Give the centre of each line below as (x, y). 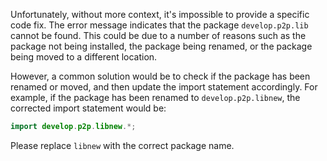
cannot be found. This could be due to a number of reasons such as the (158, 35)
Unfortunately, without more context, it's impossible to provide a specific (160, 14)
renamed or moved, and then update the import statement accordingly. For (164, 87)
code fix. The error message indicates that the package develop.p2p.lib (159, 25)
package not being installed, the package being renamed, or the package (161, 46)
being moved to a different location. (84, 57)
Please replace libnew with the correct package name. (122, 145)
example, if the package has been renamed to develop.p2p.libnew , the (155, 97)
